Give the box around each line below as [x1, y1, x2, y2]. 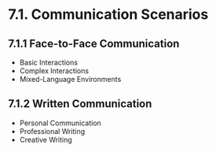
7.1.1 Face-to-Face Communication [8, 37, 180, 50]
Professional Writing [19, 126, 86, 135]
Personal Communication [19, 118, 102, 128]
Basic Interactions [19, 57, 79, 67]
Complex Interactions [19, 66, 89, 76]
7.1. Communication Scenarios [8, 6, 209, 24]
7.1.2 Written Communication [8, 97, 152, 111]
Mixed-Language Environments [19, 75, 122, 83]
